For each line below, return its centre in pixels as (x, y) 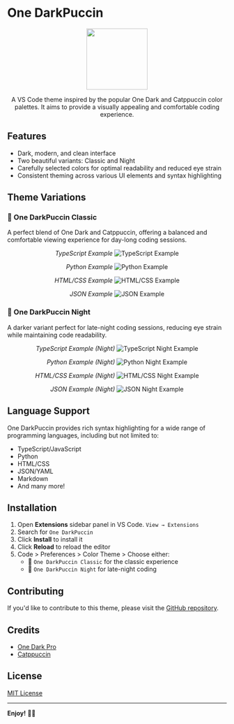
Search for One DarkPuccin (55, 532)
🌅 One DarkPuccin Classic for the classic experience (103, 562)
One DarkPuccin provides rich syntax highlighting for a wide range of (107, 428)
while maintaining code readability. (57, 335)
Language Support (49, 411)
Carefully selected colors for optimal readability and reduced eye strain (119, 168)
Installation (32, 508)
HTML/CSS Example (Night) (75, 375)
